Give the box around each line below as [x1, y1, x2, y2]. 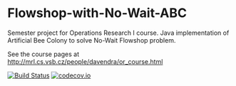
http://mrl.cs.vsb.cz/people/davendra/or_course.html [7, 57, 163, 65]
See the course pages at [7, 50, 80, 58]
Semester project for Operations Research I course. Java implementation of [7, 28, 230, 37]
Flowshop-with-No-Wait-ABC [7, 5, 188, 21]
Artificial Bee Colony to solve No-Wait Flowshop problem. [7, 36, 176, 44]
